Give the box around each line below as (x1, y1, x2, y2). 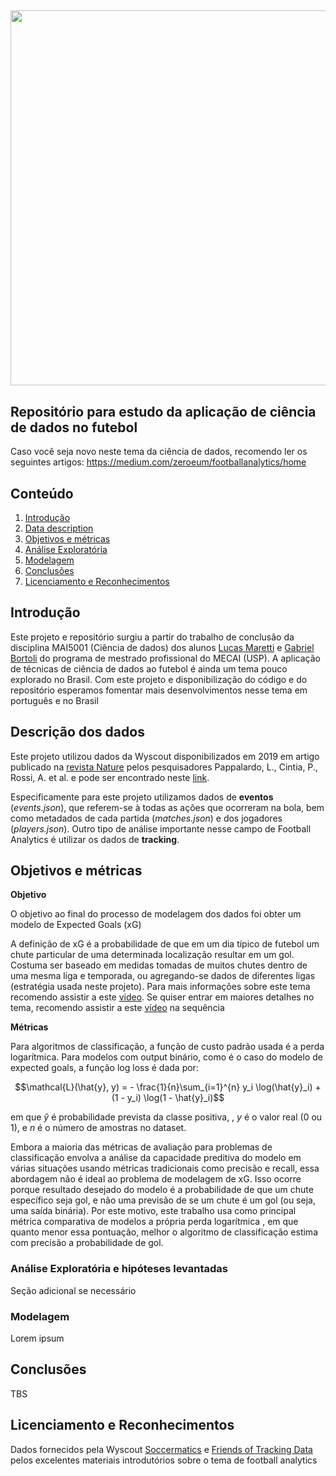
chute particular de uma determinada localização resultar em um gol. (10, 949, 295, 961)
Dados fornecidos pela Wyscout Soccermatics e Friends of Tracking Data (10, 1443, 313, 1455)
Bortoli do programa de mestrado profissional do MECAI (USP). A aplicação (10, 652, 322, 664)
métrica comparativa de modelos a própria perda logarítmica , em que (10, 1216, 299, 1228)
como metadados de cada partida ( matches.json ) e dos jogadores (10, 812, 283, 824)
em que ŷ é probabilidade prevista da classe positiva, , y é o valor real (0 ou (10, 1111, 323, 1123)
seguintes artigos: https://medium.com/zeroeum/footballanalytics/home (10, 456, 307, 468)
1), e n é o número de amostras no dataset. (10, 1122, 187, 1134)
